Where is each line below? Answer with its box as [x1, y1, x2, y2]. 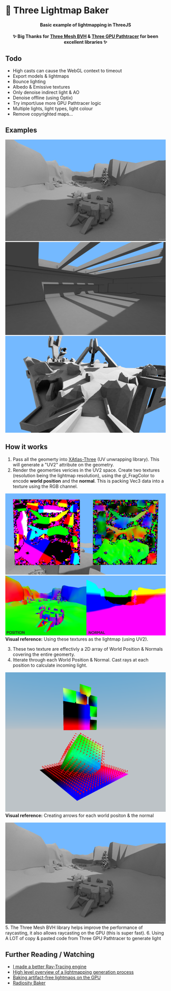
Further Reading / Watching [5, 950, 95, 959]
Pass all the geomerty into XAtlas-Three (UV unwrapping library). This [12, 456, 159, 462]
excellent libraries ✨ [63, 39, 108, 45]
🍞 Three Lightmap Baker [5, 5, 109, 16]
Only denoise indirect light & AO [12, 89, 80, 96]
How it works [5, 443, 48, 451]
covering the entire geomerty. [12, 651, 75, 657]
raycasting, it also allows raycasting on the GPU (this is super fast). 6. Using [5, 930, 164, 936]
